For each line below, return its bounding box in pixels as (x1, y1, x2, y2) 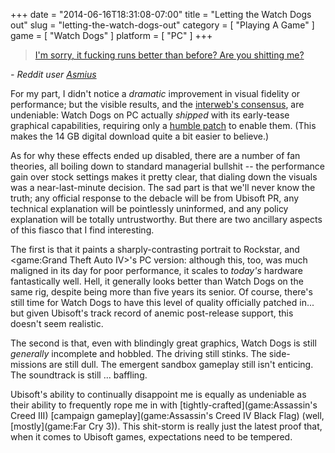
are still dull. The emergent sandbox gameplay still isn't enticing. (48, 359, 314, 370)
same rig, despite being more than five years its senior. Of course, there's (10, 286, 313, 298)
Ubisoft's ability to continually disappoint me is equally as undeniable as (10, 389, 307, 400)
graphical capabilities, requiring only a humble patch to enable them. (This (10, 120, 317, 131)
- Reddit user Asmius (10, 69, 97, 80)
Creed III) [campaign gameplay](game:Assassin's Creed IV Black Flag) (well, (10, 410, 325, 421)
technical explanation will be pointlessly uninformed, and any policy (10, 203, 289, 214)
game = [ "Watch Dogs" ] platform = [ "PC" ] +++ (10, 30, 213, 41)
